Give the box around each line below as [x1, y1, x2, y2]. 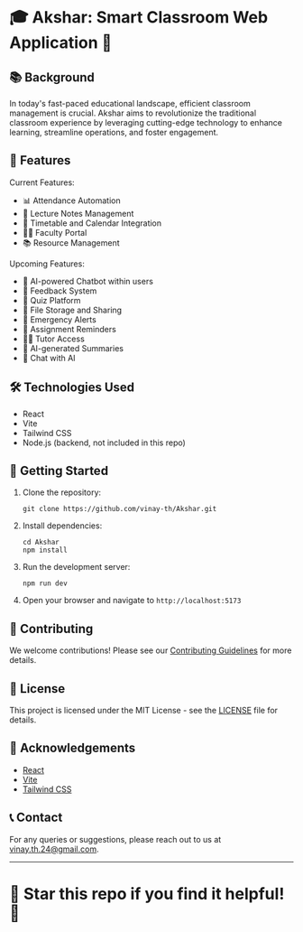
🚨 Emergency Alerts [22, 313, 96, 325]
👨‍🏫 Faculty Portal [22, 227, 87, 238]
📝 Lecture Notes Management [22, 208, 134, 219]
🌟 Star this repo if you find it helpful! [9, 883, 285, 904]
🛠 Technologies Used [9, 380, 135, 396]
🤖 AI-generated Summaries [22, 342, 124, 353]
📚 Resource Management [22, 237, 120, 248]
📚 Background [9, 70, 95, 85]
